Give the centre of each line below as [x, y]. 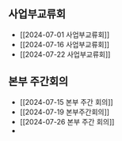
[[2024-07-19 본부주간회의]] [64, 112]
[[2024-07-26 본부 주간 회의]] [67, 121]
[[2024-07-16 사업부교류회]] [64, 44]
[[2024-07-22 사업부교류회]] [65, 54]
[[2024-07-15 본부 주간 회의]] [66, 102]
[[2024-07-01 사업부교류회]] [65, 35]
